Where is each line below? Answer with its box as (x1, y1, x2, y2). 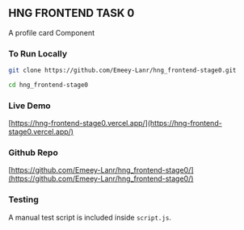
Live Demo (8, 100, 51, 111)
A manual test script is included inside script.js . (8, 212, 172, 222)
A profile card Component (8, 27, 95, 37)
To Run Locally (8, 48, 67, 59)
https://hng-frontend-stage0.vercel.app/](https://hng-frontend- (11, 119, 222, 128)
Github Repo (8, 147, 58, 158)
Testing (8, 194, 39, 205)
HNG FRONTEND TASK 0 (8, 6, 135, 20)
